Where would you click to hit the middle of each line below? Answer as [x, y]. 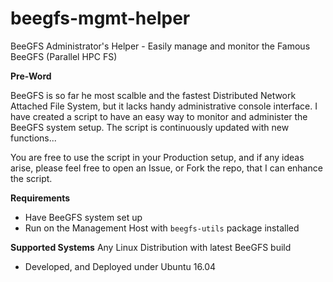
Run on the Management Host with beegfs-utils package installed [162, 228]
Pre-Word [31, 76]
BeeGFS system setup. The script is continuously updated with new [150, 127]
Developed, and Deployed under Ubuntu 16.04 [120, 266]
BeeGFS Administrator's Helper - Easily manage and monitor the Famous [160, 46]
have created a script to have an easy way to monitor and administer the [159, 116]
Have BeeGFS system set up [83, 217]
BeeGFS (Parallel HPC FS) [64, 56]
